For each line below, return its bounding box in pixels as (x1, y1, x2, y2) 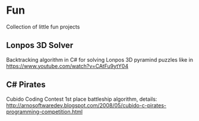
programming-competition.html (6, 108, 83, 115)
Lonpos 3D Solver (6, 40, 74, 50)
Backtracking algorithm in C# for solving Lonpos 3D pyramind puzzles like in (6, 56, 194, 63)
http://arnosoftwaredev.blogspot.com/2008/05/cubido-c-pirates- (6, 101, 167, 109)
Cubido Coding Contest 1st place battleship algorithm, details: (6, 95, 157, 103)
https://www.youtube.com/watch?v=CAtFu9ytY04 (6, 62, 129, 69)
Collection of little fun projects (6, 23, 80, 30)
